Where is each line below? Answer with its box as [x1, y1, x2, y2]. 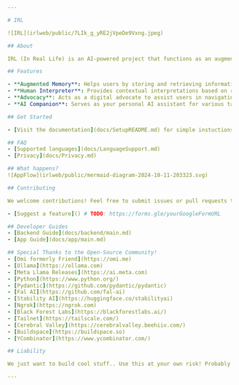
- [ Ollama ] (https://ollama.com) [7, 262, 103, 269]
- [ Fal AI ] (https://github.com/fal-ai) [7, 288, 126, 295]
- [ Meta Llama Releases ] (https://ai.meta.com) [7, 269, 148, 276]
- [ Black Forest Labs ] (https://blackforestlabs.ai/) [7, 308, 167, 315]
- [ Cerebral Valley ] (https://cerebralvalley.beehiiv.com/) [7, 321, 186, 329]
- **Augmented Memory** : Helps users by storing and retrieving [7, 81, 202, 88]
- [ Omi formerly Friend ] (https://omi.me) [7, 256, 132, 263]
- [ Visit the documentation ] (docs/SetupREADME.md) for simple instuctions [7, 126, 234, 134]
